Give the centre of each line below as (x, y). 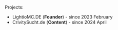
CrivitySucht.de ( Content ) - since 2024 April (60, 22)
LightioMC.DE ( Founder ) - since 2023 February (62, 17)
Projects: (14, 7)
